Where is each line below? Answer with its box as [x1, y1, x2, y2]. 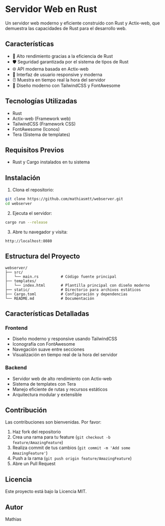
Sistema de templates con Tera [12, 381, 76, 387]
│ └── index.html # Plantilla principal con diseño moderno [5, 283, 150, 288]
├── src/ [5, 270, 23, 275]
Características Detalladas [5, 310, 89, 318]
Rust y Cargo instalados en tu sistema [12, 159, 90, 165]
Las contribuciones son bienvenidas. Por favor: [5, 419, 102, 425]
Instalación [5, 173, 41, 182]
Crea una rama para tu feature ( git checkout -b [12, 434, 111, 440]
